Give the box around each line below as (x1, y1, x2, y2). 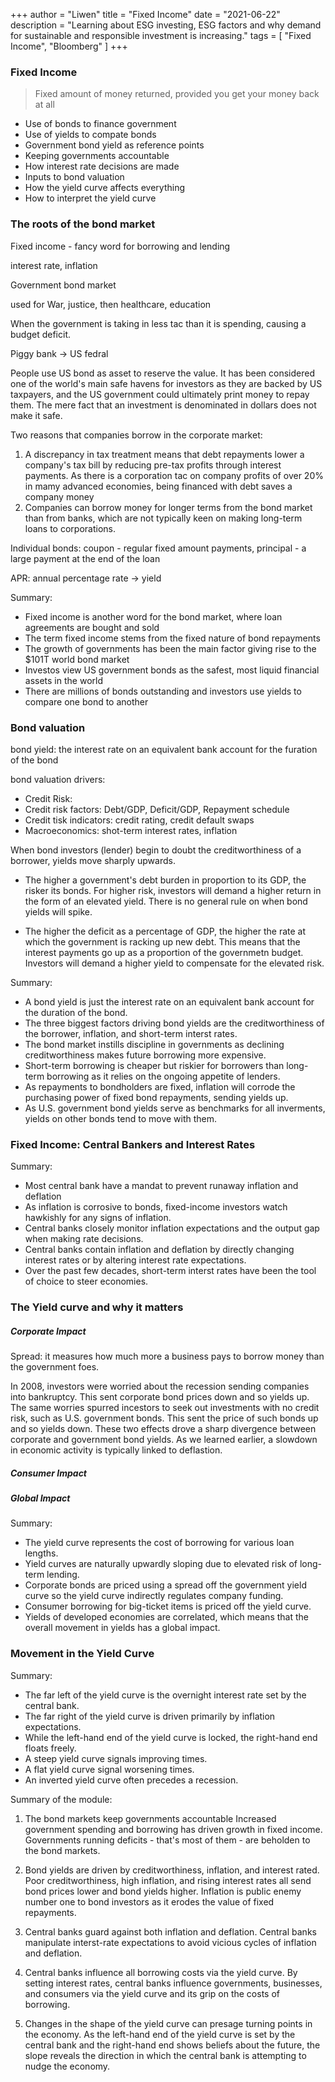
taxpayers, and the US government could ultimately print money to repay (10, 388, 310, 400)
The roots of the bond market (10, 217, 156, 231)
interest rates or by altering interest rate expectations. (24, 1254, 247, 1266)
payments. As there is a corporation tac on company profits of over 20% (24, 469, 324, 481)
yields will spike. (24, 905, 93, 918)
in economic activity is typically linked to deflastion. (10, 1444, 223, 1456)
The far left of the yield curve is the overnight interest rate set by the (24, 1689, 307, 1701)
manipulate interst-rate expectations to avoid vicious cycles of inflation (24, 1936, 317, 1948)
